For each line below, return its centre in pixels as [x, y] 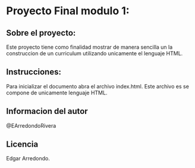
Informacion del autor [47, 111]
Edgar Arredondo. [28, 159]
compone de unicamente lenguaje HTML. [57, 93]
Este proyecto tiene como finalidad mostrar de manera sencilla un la [89, 47]
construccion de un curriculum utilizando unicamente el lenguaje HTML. [95, 53]
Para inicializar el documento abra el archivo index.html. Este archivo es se [97, 86]
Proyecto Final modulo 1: [68, 11]
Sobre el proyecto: [41, 33]
